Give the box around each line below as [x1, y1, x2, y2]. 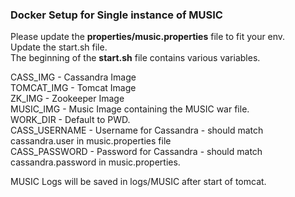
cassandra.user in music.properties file [10, 135, 172, 147]
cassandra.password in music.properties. [10, 156, 181, 168]
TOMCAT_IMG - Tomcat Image [10, 82, 137, 94]
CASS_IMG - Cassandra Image [10, 71, 137, 83]
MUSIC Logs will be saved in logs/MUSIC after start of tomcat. [10, 176, 267, 188]
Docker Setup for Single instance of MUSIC [10, 8, 223, 22]
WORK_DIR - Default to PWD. [10, 114, 131, 126]
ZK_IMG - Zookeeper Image [10, 93, 125, 105]
